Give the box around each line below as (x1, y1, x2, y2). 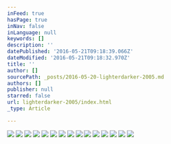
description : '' (7, 42, 54, 48)
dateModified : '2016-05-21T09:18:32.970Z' (7, 55, 130, 61)
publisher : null (7, 86, 54, 93)
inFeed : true (7, 10, 45, 17)
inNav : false (7, 23, 45, 29)
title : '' (7, 61, 36, 68)
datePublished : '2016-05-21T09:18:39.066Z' (7, 48, 134, 55)
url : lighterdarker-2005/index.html (7, 99, 112, 106)
